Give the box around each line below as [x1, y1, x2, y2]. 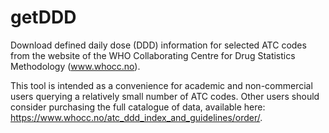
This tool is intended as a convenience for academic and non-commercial [10, 79, 313, 91]
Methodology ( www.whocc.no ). [10, 60, 141, 72]
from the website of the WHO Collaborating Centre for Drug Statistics [10, 49, 296, 61]
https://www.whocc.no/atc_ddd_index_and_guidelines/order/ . [10, 111, 263, 123]
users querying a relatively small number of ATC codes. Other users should [10, 90, 320, 102]
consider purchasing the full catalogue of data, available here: [10, 101, 266, 113]
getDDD [10, 6, 77, 29]
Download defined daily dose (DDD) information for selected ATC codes [10, 39, 307, 51]
